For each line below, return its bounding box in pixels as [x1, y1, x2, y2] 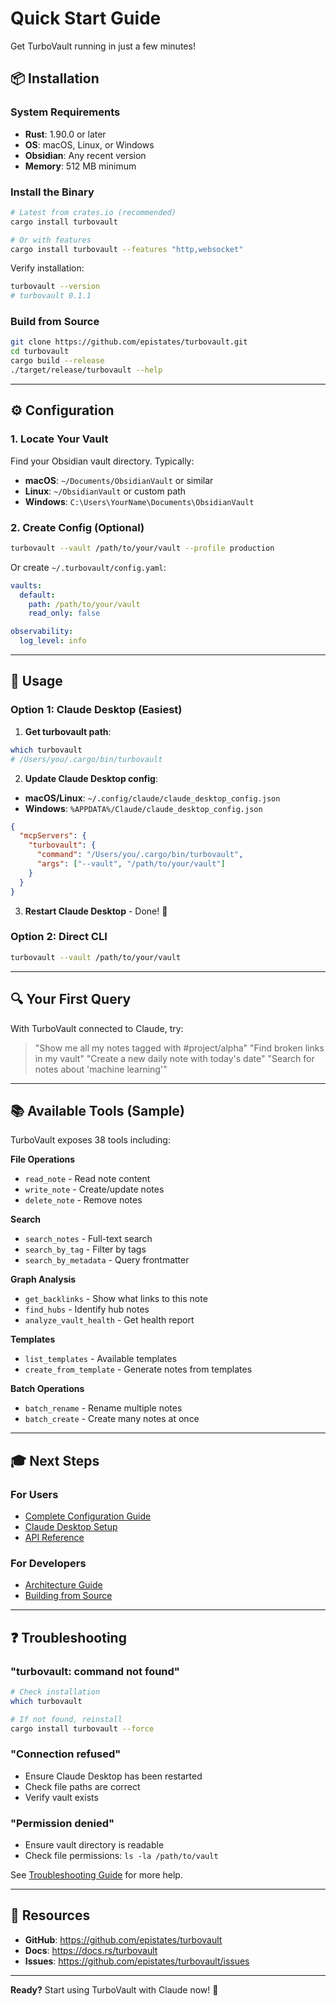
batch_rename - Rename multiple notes [24, 1402, 183, 1414]
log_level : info [19, 636, 87, 646]
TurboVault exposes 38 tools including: [10, 1134, 171, 1146]
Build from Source [10, 315, 100, 329]
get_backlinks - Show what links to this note [24, 1293, 208, 1305]
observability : [10, 627, 74, 637]
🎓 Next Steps [10, 1452, 100, 1469]
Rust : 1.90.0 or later [24, 128, 107, 140]
